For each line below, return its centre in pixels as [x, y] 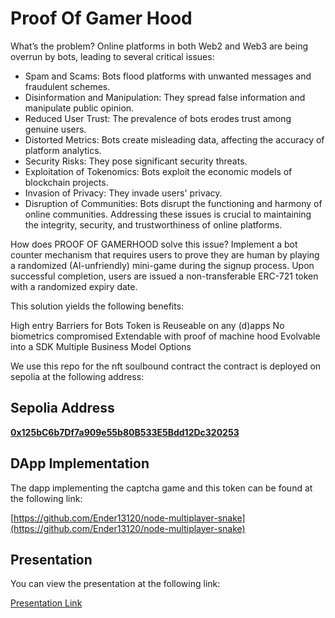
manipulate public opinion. [79, 108]
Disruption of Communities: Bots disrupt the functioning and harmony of [173, 203]
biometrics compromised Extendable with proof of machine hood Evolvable [165, 336]
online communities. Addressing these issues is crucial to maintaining [168, 214]
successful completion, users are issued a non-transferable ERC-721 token [164, 276]
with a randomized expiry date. [74, 286]
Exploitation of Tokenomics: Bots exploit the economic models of [158, 171]
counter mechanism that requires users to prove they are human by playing [165, 254]
